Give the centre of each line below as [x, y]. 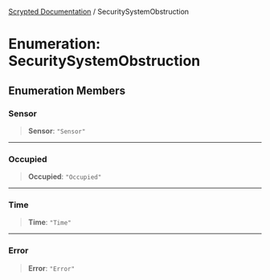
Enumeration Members [67, 90]
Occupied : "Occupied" [65, 177]
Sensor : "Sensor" [57, 131]
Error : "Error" [51, 268]
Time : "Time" [49, 222]
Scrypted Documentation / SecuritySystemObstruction [99, 12]
